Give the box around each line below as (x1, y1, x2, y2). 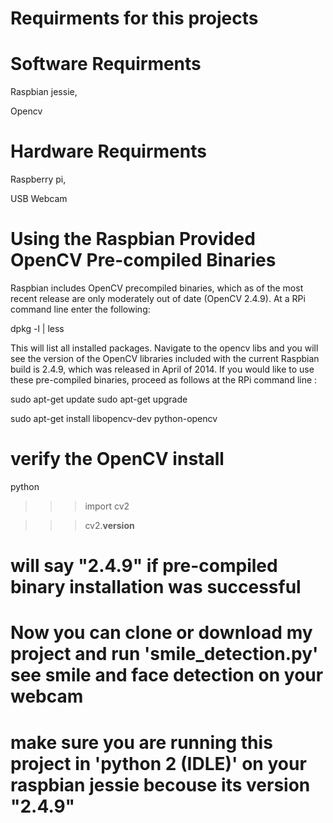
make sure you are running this (10, 731, 273, 754)
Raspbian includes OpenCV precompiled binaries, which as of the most (10, 282, 304, 294)
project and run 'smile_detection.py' (10, 643, 319, 666)
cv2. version (84, 519, 135, 531)
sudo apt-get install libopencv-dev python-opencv (10, 413, 218, 424)
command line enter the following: (10, 303, 151, 315)
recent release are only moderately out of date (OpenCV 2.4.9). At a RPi (10, 293, 306, 304)
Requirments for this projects (10, 7, 259, 30)
